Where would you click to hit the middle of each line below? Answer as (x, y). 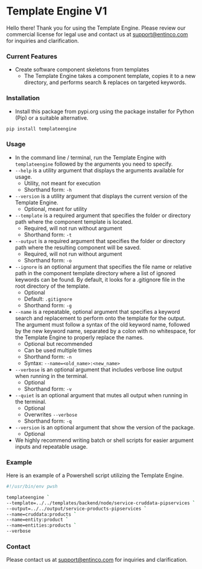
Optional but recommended (58, 343)
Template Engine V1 (57, 11)
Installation (23, 98)
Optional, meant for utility (55, 209)
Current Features (32, 56)
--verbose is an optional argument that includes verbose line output (99, 369)
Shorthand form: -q (48, 421)
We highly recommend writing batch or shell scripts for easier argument (104, 440)
